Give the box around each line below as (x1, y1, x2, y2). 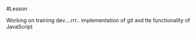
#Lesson (6, 5, 28, 12)
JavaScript (6, 23, 33, 30)
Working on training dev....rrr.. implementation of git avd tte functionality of (6, 17, 190, 23)
